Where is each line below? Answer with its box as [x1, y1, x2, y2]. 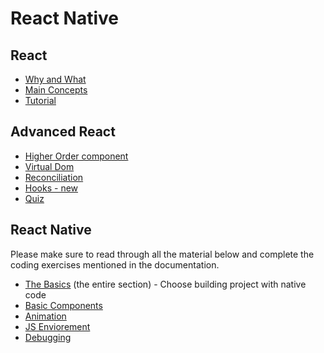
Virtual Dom [24, 160, 75, 172]
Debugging [24, 331, 72, 343]
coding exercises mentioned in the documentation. [10, 258, 220, 271]
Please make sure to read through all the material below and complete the [10, 248, 315, 260]
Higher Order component [24, 150, 129, 162]
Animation [24, 310, 67, 322]
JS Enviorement [24, 320, 91, 332]
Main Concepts [24, 84, 88, 96]
